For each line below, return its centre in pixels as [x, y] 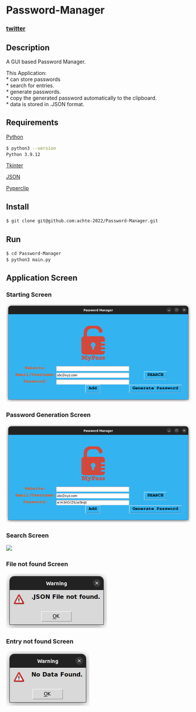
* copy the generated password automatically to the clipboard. [81, 98]
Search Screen [27, 535]
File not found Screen [37, 564]
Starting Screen [29, 295]
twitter [16, 29]
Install [18, 207]
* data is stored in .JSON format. [45, 104]
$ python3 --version [31, 148]
